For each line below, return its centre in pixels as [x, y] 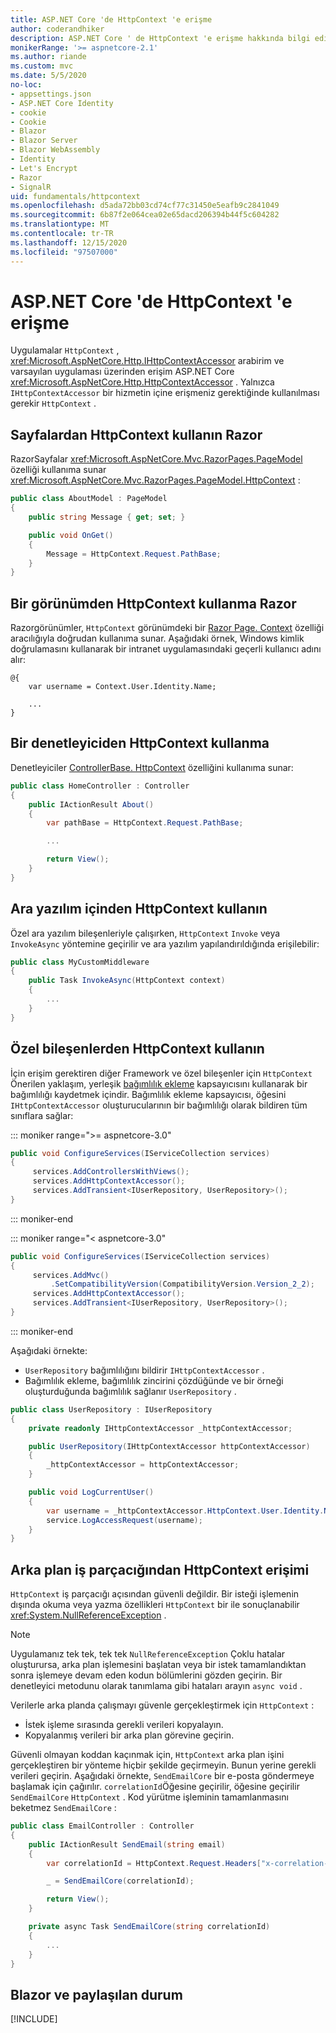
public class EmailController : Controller [102, 1826]
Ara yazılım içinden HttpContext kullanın [139, 909]
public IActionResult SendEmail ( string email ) [127, 1844]
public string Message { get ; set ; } [107, 517]
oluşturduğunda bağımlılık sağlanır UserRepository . [130, 1391]
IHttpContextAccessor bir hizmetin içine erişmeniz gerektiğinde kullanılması [165, 393]
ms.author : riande [48, 57]
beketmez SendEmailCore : [63, 1808]
